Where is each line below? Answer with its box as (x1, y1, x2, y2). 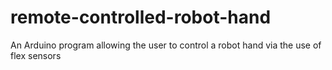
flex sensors (10, 49, 62, 61)
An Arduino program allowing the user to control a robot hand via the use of (10, 39, 322, 51)
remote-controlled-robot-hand (10, 6, 272, 29)
